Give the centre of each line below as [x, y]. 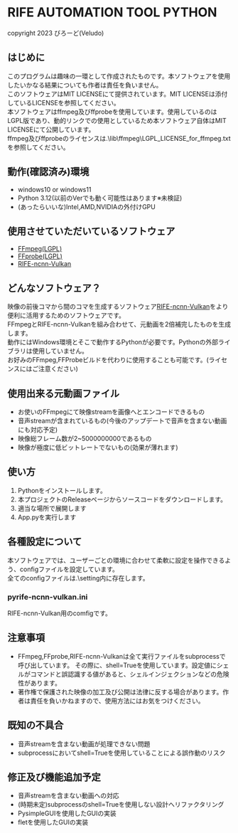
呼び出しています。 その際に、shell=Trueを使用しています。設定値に [117, 665]
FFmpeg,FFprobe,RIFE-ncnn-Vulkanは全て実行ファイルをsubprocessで [121, 656]
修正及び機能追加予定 [54, 777]
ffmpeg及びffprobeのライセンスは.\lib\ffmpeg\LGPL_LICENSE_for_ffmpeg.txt [119, 138]
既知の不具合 [36, 725]
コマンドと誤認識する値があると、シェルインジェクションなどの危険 [130, 674]
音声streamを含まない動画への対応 [68, 796]
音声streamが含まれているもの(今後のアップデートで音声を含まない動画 [122, 421]
